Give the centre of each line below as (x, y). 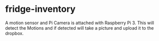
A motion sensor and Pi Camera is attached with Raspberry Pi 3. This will (79, 23)
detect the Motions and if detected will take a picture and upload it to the (79, 28)
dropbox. (14, 33)
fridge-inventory (40, 9)
